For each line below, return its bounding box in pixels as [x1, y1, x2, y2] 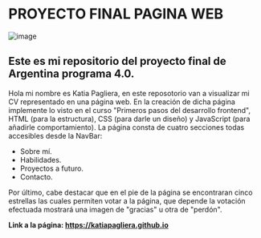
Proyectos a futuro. [19, 163, 84, 173]
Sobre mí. [19, 146, 52, 156]
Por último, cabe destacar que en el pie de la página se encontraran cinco [8, 188, 253, 197]
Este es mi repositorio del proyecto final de [8, 54, 226, 68]
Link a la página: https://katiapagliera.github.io [8, 220, 169, 229]
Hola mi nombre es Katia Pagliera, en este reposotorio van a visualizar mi [8, 88, 251, 98]
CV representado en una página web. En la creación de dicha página [8, 97, 235, 107]
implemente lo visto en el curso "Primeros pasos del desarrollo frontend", [8, 105, 251, 115]
